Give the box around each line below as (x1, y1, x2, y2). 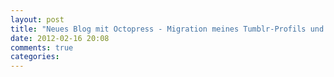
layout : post (10, 14, 65, 25)
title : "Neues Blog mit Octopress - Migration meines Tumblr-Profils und (10, 24, 325, 34)
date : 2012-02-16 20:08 (10, 33, 110, 43)
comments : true (10, 42, 74, 53)
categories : (10, 52, 60, 62)
